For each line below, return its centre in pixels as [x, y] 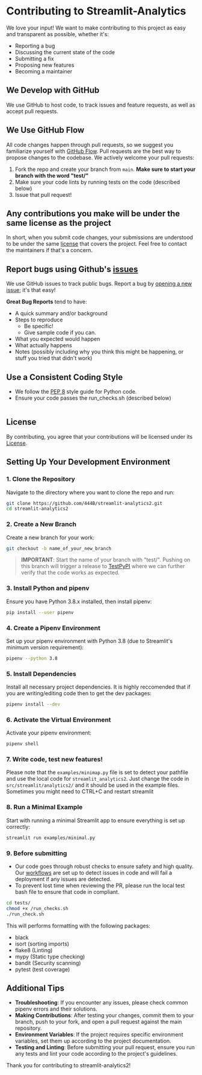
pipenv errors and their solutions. [56, 1009]
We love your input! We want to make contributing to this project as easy [96, 28]
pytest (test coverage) [42, 969]
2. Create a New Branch [41, 524]
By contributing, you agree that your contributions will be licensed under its [99, 436]
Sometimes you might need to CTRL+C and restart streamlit [80, 792]
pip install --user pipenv [40, 612]
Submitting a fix [34, 58]
